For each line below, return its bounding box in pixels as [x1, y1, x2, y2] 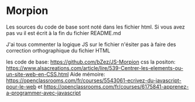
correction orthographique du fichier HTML [6, 47, 111, 54]
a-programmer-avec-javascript [6, 89, 81, 96]
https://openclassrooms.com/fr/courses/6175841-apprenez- [43, 83, 189, 90]
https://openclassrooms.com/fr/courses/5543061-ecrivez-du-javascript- [6, 77, 182, 84]
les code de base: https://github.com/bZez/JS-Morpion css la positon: [6, 58, 176, 65]
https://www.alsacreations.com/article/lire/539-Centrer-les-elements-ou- [6, 64, 183, 71]
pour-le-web [6, 83, 37, 90]
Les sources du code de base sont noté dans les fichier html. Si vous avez [6, 23, 186, 30]
